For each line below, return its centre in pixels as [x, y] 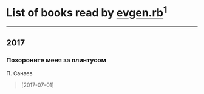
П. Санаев [19, 73]
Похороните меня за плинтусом [56, 60]
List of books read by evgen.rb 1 [87, 12]
